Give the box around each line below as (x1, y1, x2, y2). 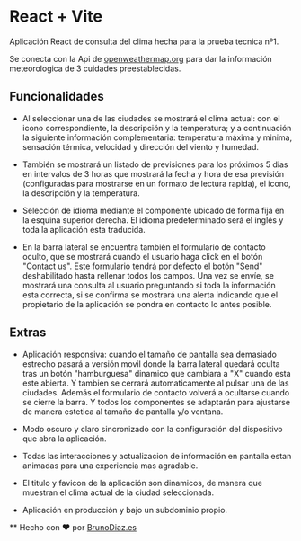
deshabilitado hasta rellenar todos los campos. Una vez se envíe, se (22, 270, 274, 280)
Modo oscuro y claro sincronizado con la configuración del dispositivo (22, 423, 283, 434)
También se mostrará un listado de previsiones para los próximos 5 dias (22, 159, 288, 170)
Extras (9, 325, 47, 341)
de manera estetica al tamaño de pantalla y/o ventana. (22, 406, 224, 417)
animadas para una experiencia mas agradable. (22, 460, 199, 471)
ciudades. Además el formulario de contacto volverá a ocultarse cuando (22, 386, 290, 397)
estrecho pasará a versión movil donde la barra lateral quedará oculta (22, 358, 280, 369)
